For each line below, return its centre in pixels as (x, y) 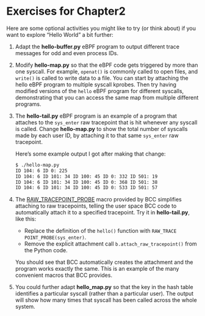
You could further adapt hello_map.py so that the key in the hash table (104, 287)
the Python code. (46, 250)
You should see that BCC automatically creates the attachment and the (104, 262)
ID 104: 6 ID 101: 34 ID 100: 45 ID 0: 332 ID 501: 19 (86, 176)
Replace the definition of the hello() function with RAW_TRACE (100, 231)
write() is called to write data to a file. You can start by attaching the (102, 78)
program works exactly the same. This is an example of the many (97, 269)
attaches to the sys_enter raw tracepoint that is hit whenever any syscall (106, 122)
